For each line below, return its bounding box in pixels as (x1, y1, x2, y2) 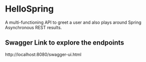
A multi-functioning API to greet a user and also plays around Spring (5, 19, 142, 25)
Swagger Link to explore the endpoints (5, 39, 125, 47)
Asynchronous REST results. (5, 24, 62, 30)
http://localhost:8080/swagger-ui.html (5, 51, 81, 57)
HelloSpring (5, 3, 54, 15)
